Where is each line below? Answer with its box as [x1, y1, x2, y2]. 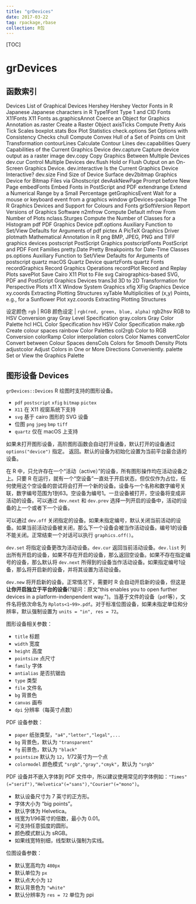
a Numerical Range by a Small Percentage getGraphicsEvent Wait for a [6, 190, 177, 197]
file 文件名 [14, 684, 43, 691]
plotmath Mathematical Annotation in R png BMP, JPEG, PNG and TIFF [6, 233, 176, 241]
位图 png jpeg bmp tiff [14, 421, 68, 428]
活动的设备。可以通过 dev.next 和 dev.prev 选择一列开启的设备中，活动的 [6, 497, 183, 504]
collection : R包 [6, 25, 45, 31]
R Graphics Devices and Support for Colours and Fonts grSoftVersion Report [6, 202, 190, 209]
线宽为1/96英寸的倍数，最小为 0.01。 [14, 815, 104, 822]
